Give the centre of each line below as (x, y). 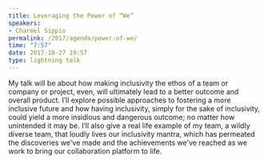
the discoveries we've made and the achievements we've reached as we (128, 142)
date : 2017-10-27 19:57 (48, 53)
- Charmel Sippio (37, 30)
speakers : (25, 23)
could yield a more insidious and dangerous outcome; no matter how (122, 117)
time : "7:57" (30, 46)
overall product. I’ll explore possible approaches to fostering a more (120, 100)
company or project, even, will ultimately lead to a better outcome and (124, 91)
